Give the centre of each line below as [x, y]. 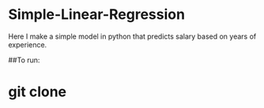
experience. [28, 44]
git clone [38, 92]
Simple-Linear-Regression [97, 15]
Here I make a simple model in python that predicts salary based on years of [132, 36]
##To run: [24, 60]
